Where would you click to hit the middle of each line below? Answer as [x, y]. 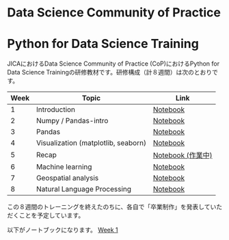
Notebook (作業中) [183, 155]
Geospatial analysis [68, 178]
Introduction [56, 109]
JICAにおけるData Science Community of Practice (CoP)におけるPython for [113, 64]
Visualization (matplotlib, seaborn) [92, 143]
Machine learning [64, 167]
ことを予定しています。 [52, 215]
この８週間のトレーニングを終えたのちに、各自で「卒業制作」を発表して [109, 207]
